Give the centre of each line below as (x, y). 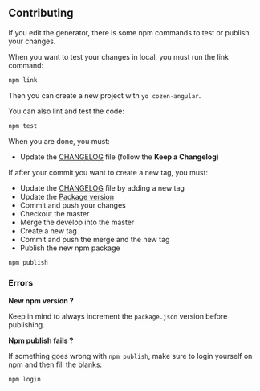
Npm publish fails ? (41, 340)
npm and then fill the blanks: (55, 364)
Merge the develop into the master (77, 222)
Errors (21, 283)
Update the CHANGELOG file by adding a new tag (102, 187)
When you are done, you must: (59, 141)
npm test (23, 126)
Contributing (41, 13)
